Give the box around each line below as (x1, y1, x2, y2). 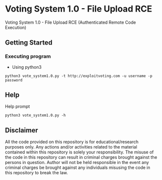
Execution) (5, 24, 27, 30)
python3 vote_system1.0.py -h (5, 113, 66, 118)
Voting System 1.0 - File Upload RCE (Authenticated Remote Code (5, 19, 136, 25)
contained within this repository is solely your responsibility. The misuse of (5, 149, 154, 155)
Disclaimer (5, 126, 38, 134)
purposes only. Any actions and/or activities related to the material (5, 144, 137, 150)
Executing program (5, 53, 51, 60)
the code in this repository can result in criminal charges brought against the (5, 154, 157, 160)
